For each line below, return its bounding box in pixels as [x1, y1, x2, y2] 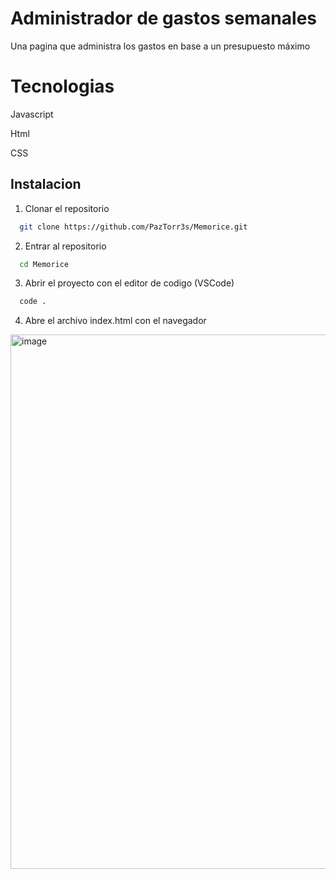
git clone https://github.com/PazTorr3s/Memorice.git [19, 222, 248, 232]
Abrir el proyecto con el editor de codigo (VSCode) [24, 277, 235, 289]
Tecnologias [10, 75, 115, 98]
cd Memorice [19, 259, 70, 269]
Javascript [10, 108, 54, 120]
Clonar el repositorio [24, 202, 110, 214]
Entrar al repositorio [24, 240, 107, 252]
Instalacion [10, 176, 82, 193]
